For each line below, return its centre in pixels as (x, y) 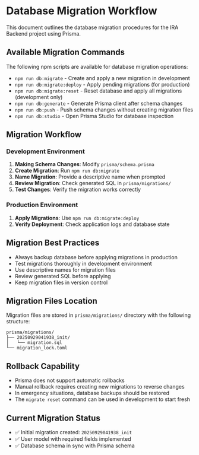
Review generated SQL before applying (63, 276)
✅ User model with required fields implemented (73, 439)
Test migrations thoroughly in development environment (83, 263)
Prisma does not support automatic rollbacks (70, 380)
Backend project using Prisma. (44, 33)
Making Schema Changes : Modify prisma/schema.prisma (84, 164)
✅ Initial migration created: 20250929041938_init (73, 432)
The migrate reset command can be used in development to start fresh (102, 399)
